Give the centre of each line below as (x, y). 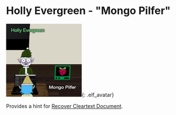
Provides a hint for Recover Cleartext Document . (65, 106)
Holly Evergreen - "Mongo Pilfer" (89, 11)
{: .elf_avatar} (98, 95)
